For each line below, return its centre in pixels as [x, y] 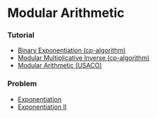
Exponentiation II [42, 107]
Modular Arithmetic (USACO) [60, 66]
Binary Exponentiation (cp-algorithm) [71, 50]
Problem [22, 84]
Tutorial [21, 35]
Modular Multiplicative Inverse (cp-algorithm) [83, 58]
